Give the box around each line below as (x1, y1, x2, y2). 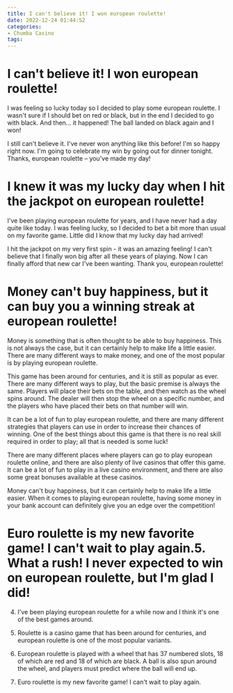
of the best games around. (17, 615, 94, 623)
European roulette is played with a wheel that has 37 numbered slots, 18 (17, 649, 224, 658)
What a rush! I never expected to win (7, 555, 224, 571)
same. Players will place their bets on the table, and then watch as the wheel (7, 387, 227, 395)
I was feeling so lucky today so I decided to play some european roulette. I (7, 104, 220, 112)
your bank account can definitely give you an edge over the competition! (7, 501, 216, 509)
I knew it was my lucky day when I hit (7, 179, 225, 195)
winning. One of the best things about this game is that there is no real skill (7, 429, 221, 438)
